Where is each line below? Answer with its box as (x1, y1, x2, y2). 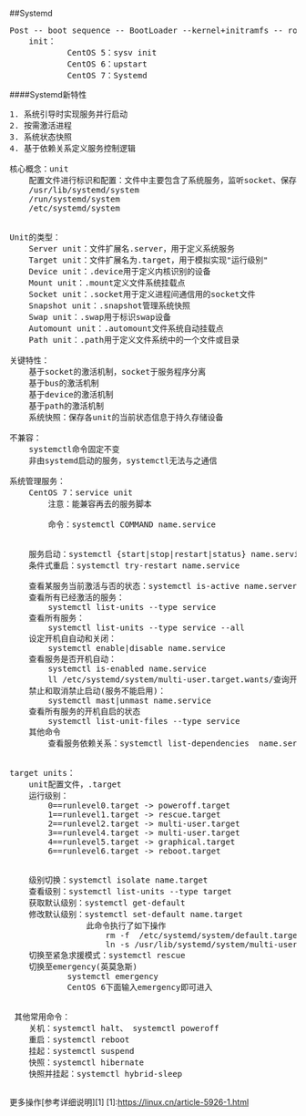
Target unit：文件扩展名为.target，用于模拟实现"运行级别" (28, 255, 269, 265)
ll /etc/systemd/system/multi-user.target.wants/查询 (47, 675, 290, 685)
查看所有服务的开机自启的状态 (28, 707, 141, 717)
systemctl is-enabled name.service (47, 664, 207, 674)
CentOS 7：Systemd (66, 70, 148, 80)
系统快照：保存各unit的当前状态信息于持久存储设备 (28, 412, 224, 422)
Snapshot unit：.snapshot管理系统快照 (28, 301, 191, 311)
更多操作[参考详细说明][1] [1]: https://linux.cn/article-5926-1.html (9, 1097, 250, 1107)
